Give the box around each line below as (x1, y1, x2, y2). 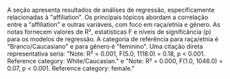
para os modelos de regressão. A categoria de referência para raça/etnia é (7, 35, 218, 43)
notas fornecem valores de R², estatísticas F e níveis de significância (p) (7, 27, 211, 36)
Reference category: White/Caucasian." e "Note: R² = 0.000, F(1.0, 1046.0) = (7, 57, 223, 65)
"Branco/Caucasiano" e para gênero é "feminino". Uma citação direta (7, 43, 203, 50)
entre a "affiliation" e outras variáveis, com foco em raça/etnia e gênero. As (7, 21, 221, 28)
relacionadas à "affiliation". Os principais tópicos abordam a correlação (7, 13, 209, 21)
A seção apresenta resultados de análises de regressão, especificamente (7, 6, 215, 14)
